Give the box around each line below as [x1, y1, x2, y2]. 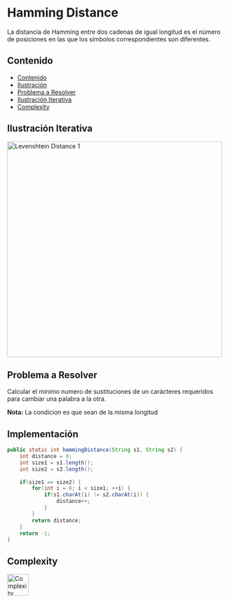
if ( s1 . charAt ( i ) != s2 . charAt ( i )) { [43, 491, 149, 498]
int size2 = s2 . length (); [19, 466, 94, 473]
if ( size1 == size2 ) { [19, 478, 81, 486]
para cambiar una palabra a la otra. [7, 395, 107, 403]
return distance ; [32, 517, 81, 524]
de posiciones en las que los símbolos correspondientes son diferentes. [7, 34, 211, 43]
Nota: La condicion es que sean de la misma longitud [7, 408, 158, 417]
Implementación [7, 428, 79, 439]
